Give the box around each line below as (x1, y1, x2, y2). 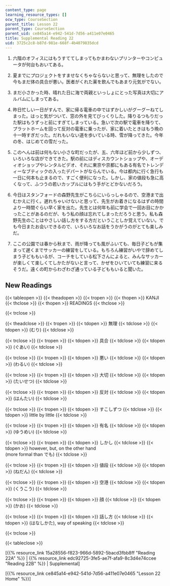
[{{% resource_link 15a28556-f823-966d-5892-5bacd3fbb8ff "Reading (5, 549, 155, 556)
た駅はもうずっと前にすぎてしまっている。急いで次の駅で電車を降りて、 (12, 119, 163, 125)
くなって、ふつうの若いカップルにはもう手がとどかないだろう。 (12, 181, 146, 187)
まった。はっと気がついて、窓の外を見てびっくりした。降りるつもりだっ (12, 113, 163, 119)
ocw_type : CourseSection (5, 17, 58, 22)
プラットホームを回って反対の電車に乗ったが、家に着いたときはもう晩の (12, 126, 163, 132)
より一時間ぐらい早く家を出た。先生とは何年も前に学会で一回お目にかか (12, 204, 164, 210)
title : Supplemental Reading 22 (5, 36, 74, 41)
